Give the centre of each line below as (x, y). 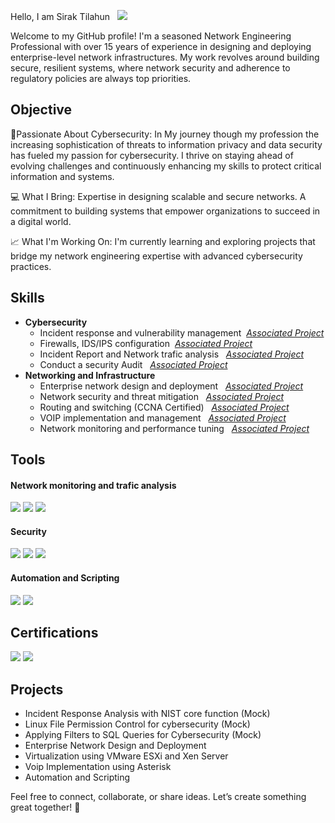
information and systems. (62, 176)
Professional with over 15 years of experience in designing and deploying (161, 46)
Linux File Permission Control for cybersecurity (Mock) (137, 724)
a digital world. (41, 221)
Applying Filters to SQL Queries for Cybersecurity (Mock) (143, 735)
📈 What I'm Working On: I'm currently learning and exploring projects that (163, 241)
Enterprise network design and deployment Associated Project (171, 386)
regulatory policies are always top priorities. (101, 78)
